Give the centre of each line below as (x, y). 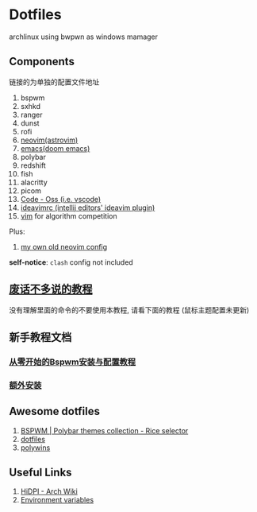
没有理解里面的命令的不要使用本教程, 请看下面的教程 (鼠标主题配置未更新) (129, 310)
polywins (35, 448)
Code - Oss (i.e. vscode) (61, 199)
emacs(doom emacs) (55, 148)
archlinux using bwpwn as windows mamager (83, 37)
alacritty (34, 182)
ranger (31, 114)
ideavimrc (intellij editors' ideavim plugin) (88, 208)
